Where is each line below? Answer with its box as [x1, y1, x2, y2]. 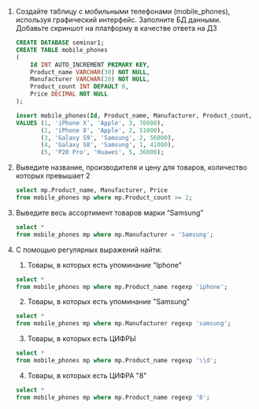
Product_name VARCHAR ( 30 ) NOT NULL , [30, 68, 150, 76]
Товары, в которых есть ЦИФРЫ [27, 334, 136, 343]
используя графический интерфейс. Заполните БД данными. [15, 15, 222, 24]
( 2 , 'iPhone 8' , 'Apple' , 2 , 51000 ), [40, 126, 165, 134]
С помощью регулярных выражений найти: [15, 245, 162, 254]
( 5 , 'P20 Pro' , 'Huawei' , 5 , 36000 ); [40, 148, 165, 156]
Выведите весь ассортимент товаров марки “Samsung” [15, 208, 204, 217]
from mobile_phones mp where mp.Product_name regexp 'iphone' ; [15, 283, 228, 291]
